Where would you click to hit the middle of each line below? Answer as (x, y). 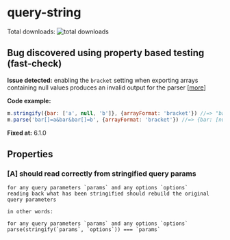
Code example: (29, 101)
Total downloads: (31, 31)
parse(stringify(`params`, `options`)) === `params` (84, 230)
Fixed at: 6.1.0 (27, 133)
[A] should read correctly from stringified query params (102, 174)
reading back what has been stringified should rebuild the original (108, 194)
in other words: (30, 212)
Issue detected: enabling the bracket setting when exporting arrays (103, 80)
